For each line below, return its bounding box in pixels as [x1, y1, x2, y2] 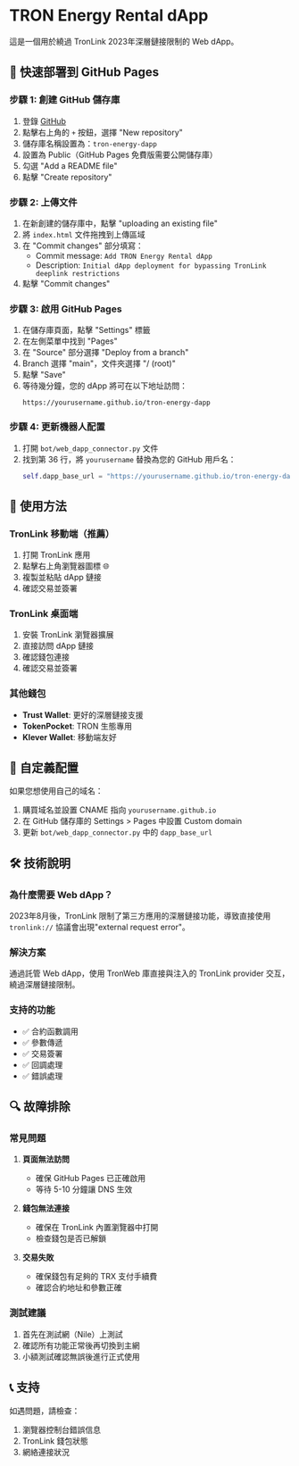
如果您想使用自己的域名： [9, 786, 104, 796]
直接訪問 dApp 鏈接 [21, 640, 95, 652]
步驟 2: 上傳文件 [9, 196, 78, 208]
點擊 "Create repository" [21, 171, 112, 182]
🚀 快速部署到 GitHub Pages [9, 64, 159, 80]
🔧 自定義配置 [9, 761, 79, 776]
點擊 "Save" [21, 370, 66, 380]
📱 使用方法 [9, 498, 67, 513]
